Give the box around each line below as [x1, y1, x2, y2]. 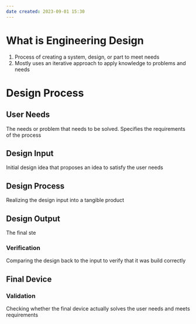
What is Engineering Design [6, 33, 145, 47]
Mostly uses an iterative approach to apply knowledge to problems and [14, 59, 186, 66]
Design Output [6, 214, 60, 224]
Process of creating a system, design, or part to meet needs [14, 53, 160, 60]
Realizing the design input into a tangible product [6, 197, 125, 204]
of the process [6, 131, 42, 139]
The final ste [6, 230, 36, 236]
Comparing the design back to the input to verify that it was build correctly [6, 257, 186, 264]
